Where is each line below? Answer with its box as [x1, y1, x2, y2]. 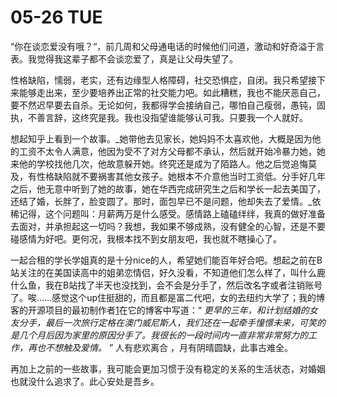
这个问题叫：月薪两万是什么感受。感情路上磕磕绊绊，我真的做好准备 [44, 207, 326, 220]
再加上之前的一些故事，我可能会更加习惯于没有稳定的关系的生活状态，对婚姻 [10, 362, 326, 375]
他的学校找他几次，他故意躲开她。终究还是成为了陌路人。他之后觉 [18, 157, 291, 170]
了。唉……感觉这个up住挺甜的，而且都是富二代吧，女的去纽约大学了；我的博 [10, 291, 326, 303]
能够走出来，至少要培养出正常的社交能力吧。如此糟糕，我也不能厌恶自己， [18, 86, 326, 98]
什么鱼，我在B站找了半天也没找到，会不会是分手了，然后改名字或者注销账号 [10, 279, 323, 291]
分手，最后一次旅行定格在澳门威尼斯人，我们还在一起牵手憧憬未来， [18, 316, 300, 328]
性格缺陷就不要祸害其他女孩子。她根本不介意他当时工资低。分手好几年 [36, 170, 326, 182]
